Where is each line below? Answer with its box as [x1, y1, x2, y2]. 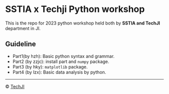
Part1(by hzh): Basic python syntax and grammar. [12, 53, 115, 59]
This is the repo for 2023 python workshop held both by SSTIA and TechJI [5, 20, 160, 26]
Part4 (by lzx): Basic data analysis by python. [12, 69, 107, 75]
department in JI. [5, 25, 41, 31]
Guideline [5, 40, 36, 48]
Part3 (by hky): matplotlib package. [12, 63, 88, 69]
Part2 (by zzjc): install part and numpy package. [12, 58, 110, 64]
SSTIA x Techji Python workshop [5, 3, 145, 15]
